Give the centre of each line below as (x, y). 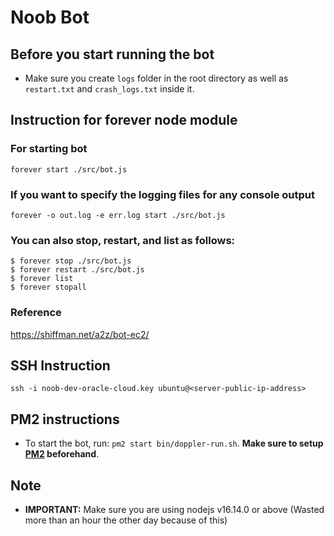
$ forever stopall (48, 287)
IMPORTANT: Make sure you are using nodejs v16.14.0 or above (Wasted (174, 510)
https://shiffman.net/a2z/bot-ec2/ (80, 334)
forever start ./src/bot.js (69, 169)
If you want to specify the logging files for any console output (163, 194)
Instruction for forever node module (124, 120)
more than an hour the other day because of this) (126, 520)
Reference (36, 313)
